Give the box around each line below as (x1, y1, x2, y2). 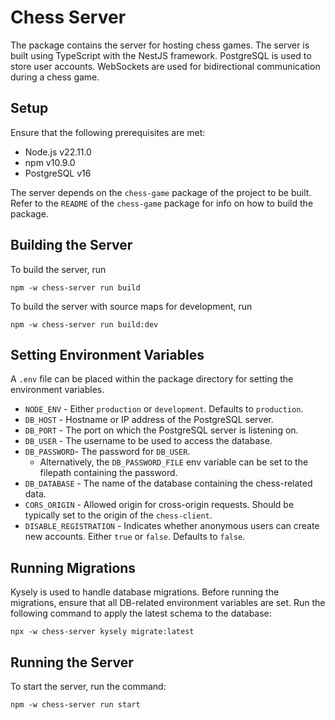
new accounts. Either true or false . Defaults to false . (24, 531, 246, 543)
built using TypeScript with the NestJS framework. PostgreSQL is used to (10, 49, 312, 61)
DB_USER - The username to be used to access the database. (24, 435, 273, 447)
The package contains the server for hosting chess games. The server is (10, 39, 310, 51)
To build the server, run (10, 263, 107, 275)
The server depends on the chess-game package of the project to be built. (10, 186, 312, 198)
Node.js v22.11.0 (24, 146, 92, 158)
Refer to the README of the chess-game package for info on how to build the (10, 197, 314, 209)
